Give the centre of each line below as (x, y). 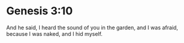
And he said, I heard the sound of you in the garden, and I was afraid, (92, 27)
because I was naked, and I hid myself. (54, 33)
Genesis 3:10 (40, 11)
